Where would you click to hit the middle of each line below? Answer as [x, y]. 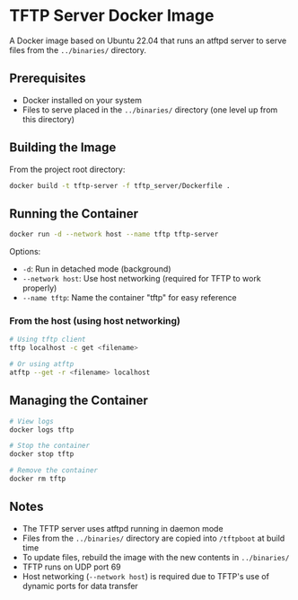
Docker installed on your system [82, 100]
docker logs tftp [42, 430]
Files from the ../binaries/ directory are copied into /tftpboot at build [153, 538]
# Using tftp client [48, 340]
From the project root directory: [67, 169]
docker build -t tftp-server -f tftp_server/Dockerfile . [120, 185]
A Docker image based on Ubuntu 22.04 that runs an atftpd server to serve [148, 40]
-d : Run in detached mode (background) [97, 269]
